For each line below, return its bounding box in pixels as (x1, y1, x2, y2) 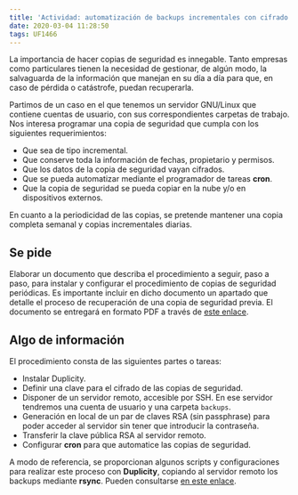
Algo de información (9, 332, 125, 347)
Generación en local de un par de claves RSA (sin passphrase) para (21, 411, 270, 421)
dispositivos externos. (21, 192, 104, 203)
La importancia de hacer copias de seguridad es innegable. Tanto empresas (9, 54, 288, 65)
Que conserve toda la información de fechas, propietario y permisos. (21, 155, 275, 166)
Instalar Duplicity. (21, 373, 86, 384)
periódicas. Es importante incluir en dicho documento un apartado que (9, 288, 269, 298)
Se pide (9, 245, 52, 260)
